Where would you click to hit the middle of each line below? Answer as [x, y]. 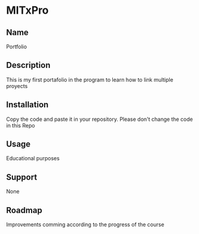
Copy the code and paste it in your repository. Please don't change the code [99, 119]
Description [28, 65]
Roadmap [24, 210]
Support [22, 177]
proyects [17, 86]
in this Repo [21, 125]
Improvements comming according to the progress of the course [85, 224]
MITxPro [28, 10]
